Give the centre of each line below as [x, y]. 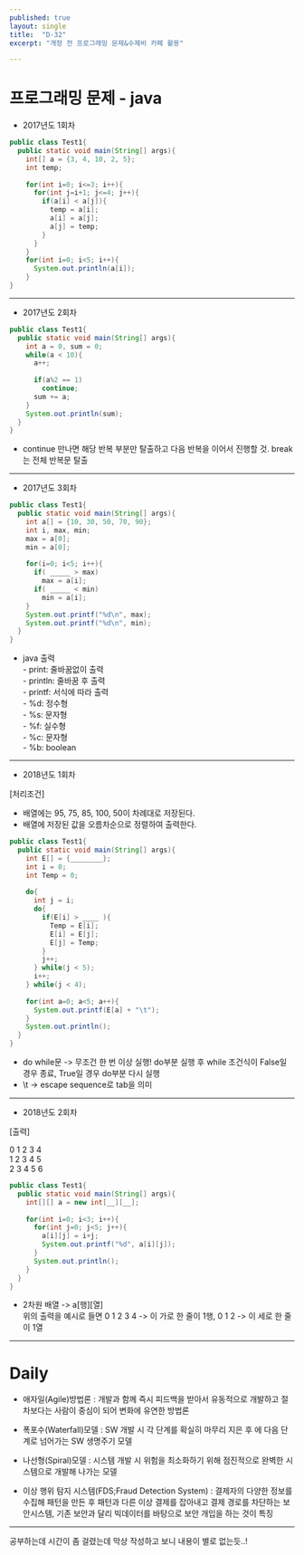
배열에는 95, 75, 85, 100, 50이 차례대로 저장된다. [109, 813]
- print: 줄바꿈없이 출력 [63, 670]
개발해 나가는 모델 [85, 1472]
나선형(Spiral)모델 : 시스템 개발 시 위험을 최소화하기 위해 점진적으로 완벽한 [153, 1460]
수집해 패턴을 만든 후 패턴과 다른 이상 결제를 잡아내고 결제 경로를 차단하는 [152, 1503]
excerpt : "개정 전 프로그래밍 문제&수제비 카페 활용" [96, 43]
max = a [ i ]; [65, 581]
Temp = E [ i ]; [74, 925]
